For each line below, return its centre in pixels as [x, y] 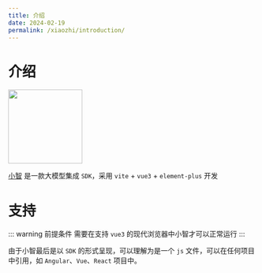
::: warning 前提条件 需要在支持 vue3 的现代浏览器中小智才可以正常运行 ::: [127, 234]
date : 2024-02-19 [37, 23]
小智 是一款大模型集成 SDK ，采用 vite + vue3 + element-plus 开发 [113, 176]
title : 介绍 [26, 15]
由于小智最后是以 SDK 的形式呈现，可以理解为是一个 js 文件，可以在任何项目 [131, 251]
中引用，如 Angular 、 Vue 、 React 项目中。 [75, 260]
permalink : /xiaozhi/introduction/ [67, 30]
